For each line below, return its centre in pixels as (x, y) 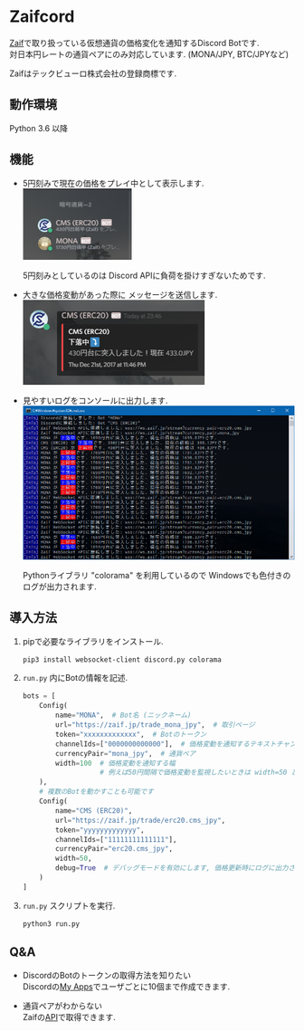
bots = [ (39, 696)
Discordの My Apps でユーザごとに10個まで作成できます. (126, 986)
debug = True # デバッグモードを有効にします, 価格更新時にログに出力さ (176, 868)
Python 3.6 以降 (39, 128)
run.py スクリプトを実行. (69, 905)
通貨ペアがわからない (62, 1006)
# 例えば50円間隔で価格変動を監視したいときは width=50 (193, 773)
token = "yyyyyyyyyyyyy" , (100, 830)
